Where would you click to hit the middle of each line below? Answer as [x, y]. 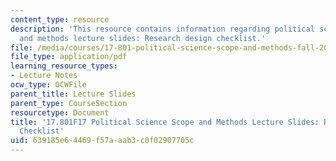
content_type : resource [60, 19]
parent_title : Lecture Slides [73, 94]
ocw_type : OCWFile [48, 85]
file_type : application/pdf [69, 57]
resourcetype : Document [60, 112]
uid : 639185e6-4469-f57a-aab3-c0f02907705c [102, 141]
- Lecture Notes [44, 76]
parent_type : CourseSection [69, 103]
